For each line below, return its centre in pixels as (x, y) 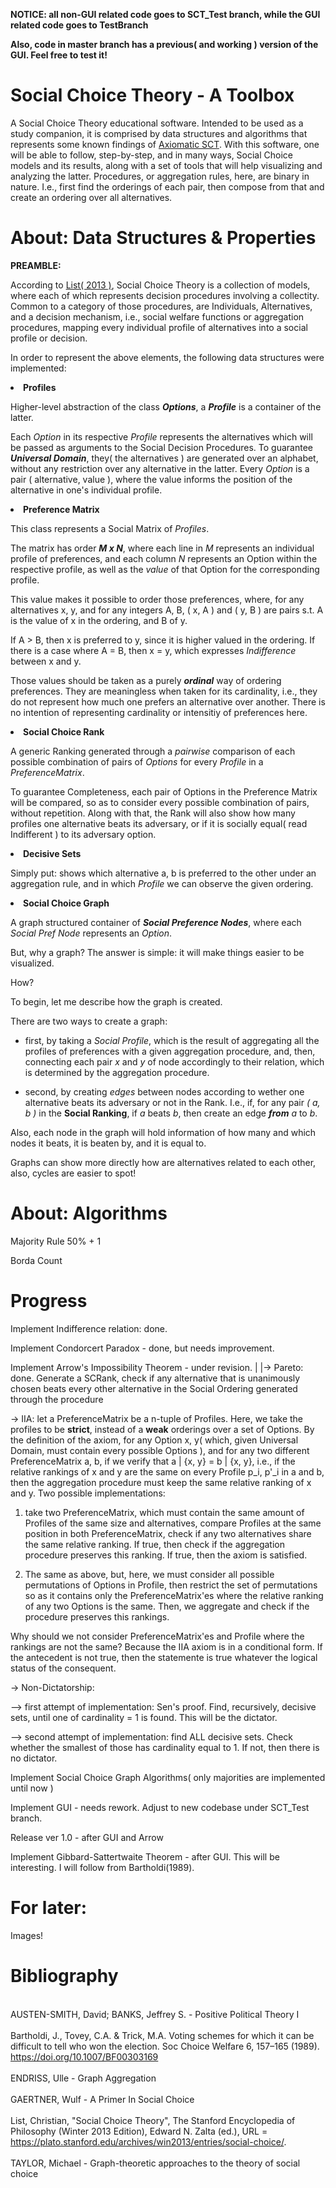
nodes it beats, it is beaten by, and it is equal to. (108, 1143)
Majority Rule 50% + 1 (56, 1241)
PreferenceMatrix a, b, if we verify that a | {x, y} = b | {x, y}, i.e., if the (153, 1461)
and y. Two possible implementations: (88, 1493)
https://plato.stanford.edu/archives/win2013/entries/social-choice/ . (148, 2141)
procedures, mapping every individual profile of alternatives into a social (159, 327)
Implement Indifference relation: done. (89, 1328)
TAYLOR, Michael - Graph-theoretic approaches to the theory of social (155, 2163)
